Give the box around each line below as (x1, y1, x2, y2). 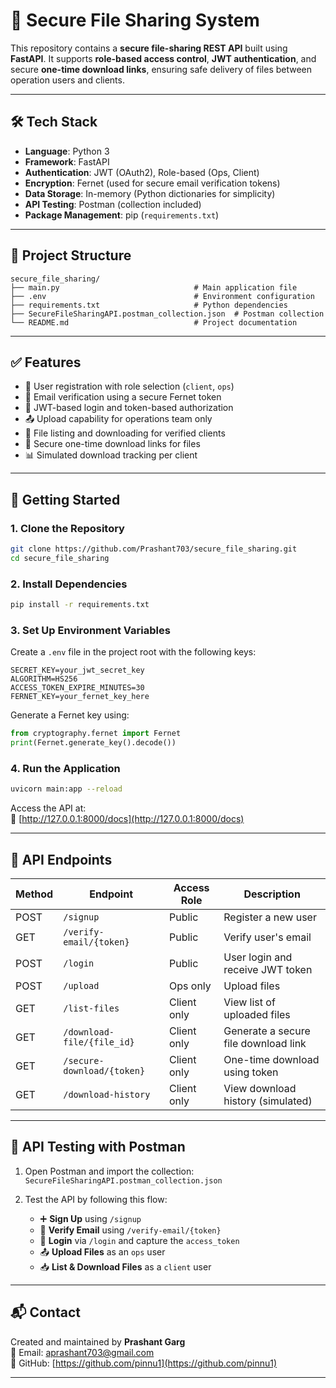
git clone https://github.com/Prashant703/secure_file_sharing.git (10, 544, 298, 554)
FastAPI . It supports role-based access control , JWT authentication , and (10, 52, 317, 64)
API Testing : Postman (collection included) (24, 198, 202, 210)
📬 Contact (10, 1304, 81, 1321)
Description (243, 887, 301, 901)
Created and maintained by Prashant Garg (10, 1335, 186, 1348)
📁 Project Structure (10, 247, 132, 264)
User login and (223, 950, 293, 964)
